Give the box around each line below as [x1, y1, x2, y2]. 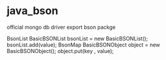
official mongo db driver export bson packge [7, 24, 116, 31]
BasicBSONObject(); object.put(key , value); [7, 47, 114, 54]
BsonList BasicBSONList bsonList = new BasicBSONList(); [7, 35, 148, 42]
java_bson [7, 4, 59, 18]
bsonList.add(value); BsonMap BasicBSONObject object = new [7, 41, 161, 48]
